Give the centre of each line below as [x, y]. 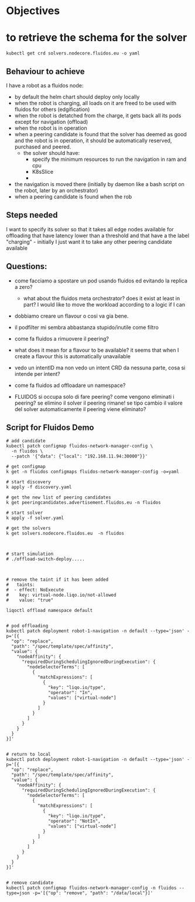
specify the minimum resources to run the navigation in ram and [109, 159]
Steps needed [32, 215]
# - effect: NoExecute [35, 590]
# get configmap [26, 467]
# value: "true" [30, 600]
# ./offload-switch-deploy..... [45, 559]
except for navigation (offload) [51, 122]
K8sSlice [43, 171]
